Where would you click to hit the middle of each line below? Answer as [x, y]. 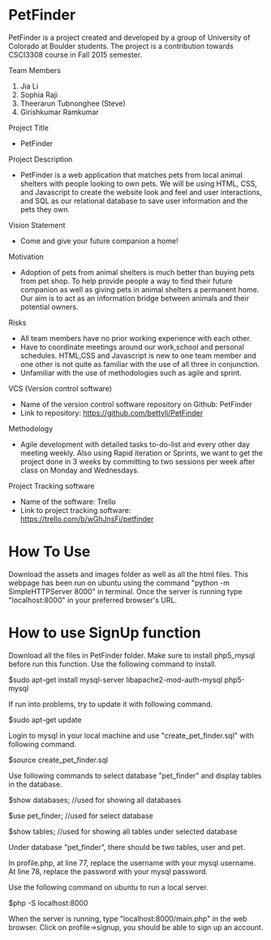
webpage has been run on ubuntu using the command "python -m [119, 583]
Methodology [31, 429]
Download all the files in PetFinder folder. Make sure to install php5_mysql [132, 655]
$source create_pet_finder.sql [58, 760]
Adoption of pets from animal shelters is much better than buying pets [138, 272]
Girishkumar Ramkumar [59, 112]
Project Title [29, 127]
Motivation [26, 257]
